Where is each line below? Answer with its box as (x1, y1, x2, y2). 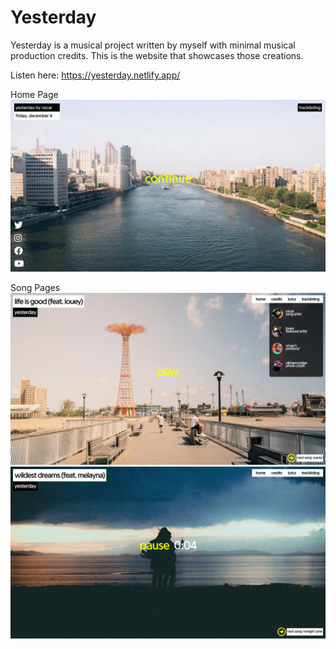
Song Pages (10, 282, 61, 294)
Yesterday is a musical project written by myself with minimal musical (10, 39, 296, 51)
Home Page (10, 88, 59, 100)
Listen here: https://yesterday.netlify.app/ (10, 69, 181, 81)
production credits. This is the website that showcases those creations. (10, 49, 304, 61)
